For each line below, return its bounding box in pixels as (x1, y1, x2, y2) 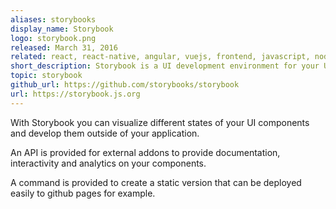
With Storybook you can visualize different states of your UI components (10, 116, 310, 128)
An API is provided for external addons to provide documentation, (10, 146, 281, 158)
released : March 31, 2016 (10, 42, 118, 53)
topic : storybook (10, 71, 83, 81)
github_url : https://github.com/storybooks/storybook (10, 80, 240, 90)
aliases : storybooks (10, 14, 97, 25)
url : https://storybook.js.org (10, 89, 141, 99)
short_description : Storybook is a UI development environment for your (10, 61, 320, 71)
